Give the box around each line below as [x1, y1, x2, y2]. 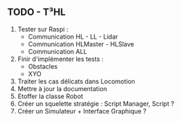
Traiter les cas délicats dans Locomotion [17, 77, 135, 86]
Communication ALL [27, 47, 87, 55]
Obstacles [27, 62, 58, 70]
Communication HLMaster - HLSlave [27, 39, 135, 48]
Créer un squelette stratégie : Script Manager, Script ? [17, 99, 175, 108]
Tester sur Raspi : [17, 25, 69, 33]
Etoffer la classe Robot [17, 92, 83, 100]
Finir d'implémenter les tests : [17, 55, 104, 63]
